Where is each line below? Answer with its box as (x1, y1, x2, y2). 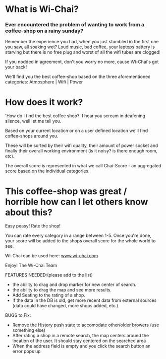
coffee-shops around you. (5, 133, 58, 139)
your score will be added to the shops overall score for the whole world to (5, 238, 156, 244)
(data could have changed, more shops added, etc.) (12, 303, 118, 309)
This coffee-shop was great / (5, 185, 127, 197)
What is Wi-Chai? (5, 3, 79, 15)
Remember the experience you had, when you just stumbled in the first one (5, 39, 159, 45)
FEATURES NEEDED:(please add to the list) (5, 272, 93, 278)
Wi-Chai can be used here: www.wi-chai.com (5, 253, 98, 259)
